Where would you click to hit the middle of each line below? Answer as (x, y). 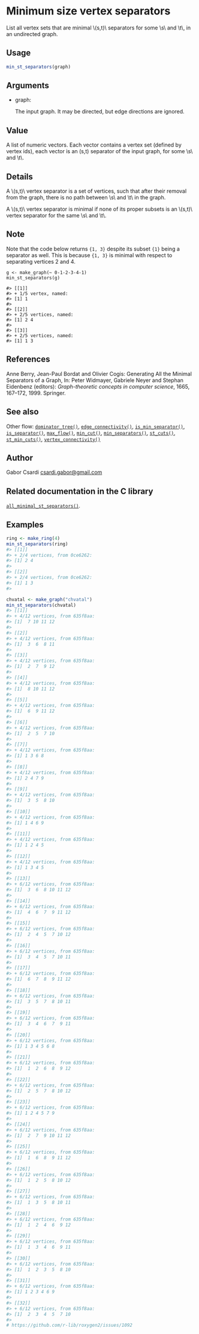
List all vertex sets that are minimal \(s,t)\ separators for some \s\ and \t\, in (99, 28)
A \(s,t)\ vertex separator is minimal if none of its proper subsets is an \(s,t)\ (99, 209)
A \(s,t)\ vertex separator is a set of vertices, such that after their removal (97, 191)
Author (19, 458)
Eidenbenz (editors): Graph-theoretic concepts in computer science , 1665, (98, 386)
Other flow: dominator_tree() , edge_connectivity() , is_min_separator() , (96, 426)
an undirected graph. (32, 34)
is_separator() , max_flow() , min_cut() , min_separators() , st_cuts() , (91, 432)
